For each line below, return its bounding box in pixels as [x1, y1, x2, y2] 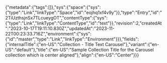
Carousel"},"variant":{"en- [105, 41, 159, 47]
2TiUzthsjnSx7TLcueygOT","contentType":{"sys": [5, 15, 108, 20]
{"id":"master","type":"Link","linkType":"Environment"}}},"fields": [5, 36, 139, 42]
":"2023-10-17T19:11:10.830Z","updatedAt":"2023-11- [5, 25, 115, 31]
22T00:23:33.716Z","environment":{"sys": [5, 31, 92, 36]
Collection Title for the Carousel [88, 47, 154, 52]
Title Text [85, 41, 104, 47]
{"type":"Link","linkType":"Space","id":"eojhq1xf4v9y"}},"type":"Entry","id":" [5, 9, 162, 15]
